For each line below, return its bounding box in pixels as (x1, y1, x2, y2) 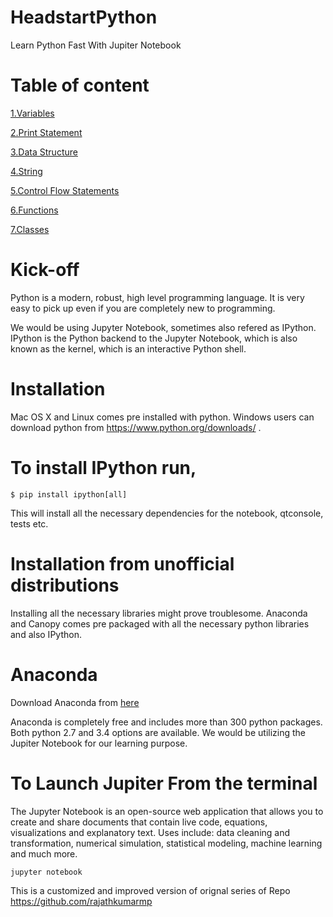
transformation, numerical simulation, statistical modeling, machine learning (10, 837, 323, 849)
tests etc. (10, 517, 49, 530)
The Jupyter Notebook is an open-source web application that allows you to (10, 805, 324, 817)
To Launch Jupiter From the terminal (10, 772, 318, 795)
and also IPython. (10, 628, 82, 640)
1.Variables (10, 107, 55, 119)
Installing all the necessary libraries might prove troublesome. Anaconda (10, 607, 308, 619)
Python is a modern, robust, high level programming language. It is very (10, 291, 305, 303)
